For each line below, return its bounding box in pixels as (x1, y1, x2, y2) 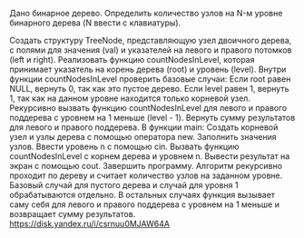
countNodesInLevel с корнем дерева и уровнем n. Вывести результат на (9, 151, 290, 162)
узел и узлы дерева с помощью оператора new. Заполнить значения (9, 132, 277, 142)
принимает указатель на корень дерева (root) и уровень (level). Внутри (9, 64, 287, 74)
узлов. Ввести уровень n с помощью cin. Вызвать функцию (9, 141, 240, 152)
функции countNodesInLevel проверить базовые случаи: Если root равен (9, 74, 291, 84)
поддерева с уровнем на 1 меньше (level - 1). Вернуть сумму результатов (9, 113, 296, 123)
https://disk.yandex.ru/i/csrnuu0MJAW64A (9, 218, 171, 229)
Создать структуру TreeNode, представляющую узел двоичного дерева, (9, 35, 292, 45)
